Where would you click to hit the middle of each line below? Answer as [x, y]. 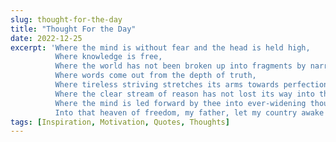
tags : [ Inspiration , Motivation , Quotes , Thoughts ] [120, 122]
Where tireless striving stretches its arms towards [167, 85]
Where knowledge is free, [108, 57]
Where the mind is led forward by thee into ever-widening [180, 103]
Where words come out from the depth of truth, [155, 76]
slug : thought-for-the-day [66, 19]
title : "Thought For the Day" [73, 29]
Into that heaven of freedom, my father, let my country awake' [191, 112]
